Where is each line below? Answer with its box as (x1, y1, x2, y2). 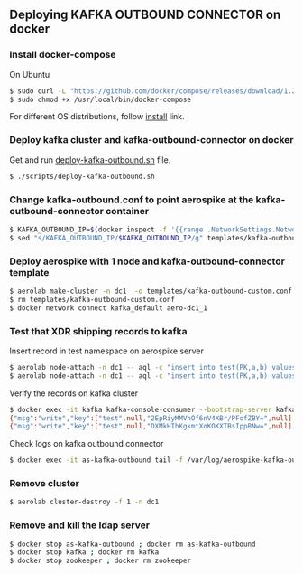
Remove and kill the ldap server (9, 519, 151, 532)
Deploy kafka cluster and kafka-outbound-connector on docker (9, 134, 294, 146)
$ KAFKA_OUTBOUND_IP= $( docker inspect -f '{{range (9, 225, 204, 234)
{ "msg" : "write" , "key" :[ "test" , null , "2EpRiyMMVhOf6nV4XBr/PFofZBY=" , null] (9, 413, 293, 423)
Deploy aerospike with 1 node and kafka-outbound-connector (9, 255, 286, 268)
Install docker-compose (9, 49, 116, 61)
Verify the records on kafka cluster (9, 388, 139, 399)
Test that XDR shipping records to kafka (9, 325, 188, 337)
